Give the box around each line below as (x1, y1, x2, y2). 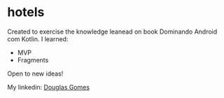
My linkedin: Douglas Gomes (7, 83, 90, 91)
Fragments (17, 55, 49, 64)
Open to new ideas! (7, 69, 64, 78)
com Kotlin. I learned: (7, 34, 69, 43)
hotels (7, 4, 45, 20)
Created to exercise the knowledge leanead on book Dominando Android (7, 27, 218, 36)
